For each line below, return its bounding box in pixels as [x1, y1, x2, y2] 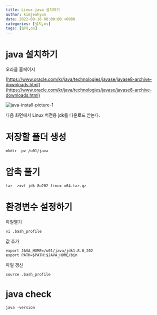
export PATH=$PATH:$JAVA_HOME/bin [5, 253, 78, 258]
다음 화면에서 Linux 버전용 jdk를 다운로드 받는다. [5, 112, 100, 118]
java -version [5, 305, 35, 310]
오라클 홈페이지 [5, 66, 35, 72]
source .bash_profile [5, 272, 51, 277]
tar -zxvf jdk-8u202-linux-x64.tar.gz [5, 183, 86, 188]
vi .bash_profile [5, 229, 42, 234]
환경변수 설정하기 [5, 202, 72, 213]
